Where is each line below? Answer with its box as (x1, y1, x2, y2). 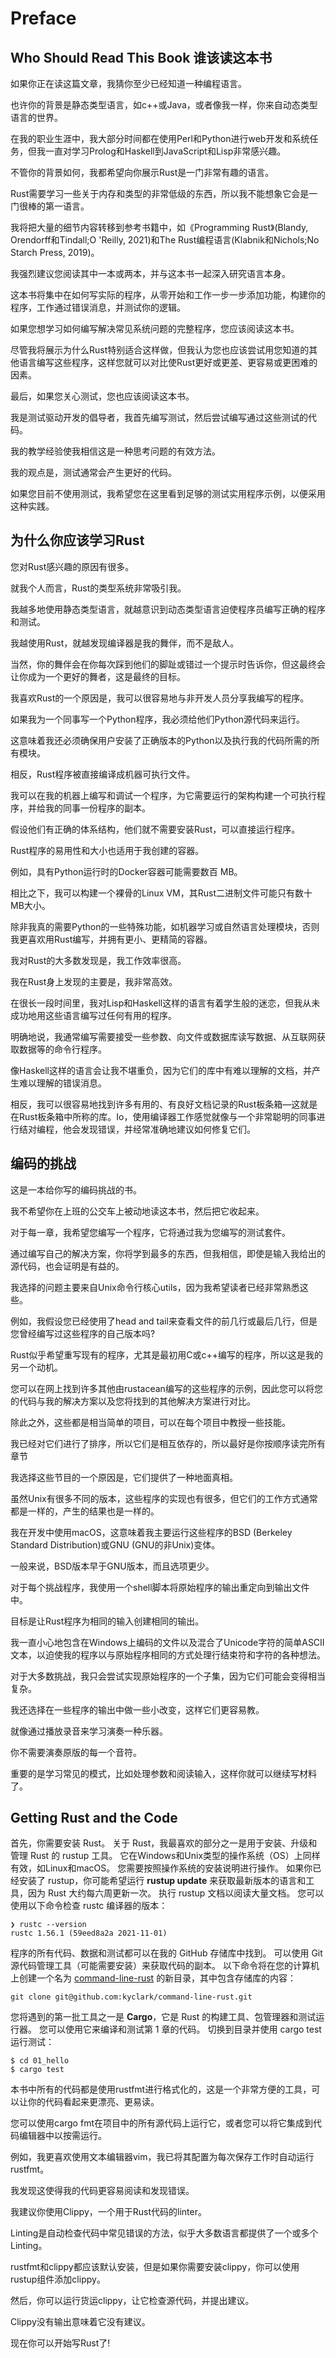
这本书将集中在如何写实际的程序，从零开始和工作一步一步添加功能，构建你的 (10, 289, 326, 301)
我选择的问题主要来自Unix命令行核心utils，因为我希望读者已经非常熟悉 (10, 1281, 300, 1293)
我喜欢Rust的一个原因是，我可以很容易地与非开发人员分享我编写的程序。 (10, 692, 310, 704)
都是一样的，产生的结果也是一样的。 (10, 1505, 160, 1517)
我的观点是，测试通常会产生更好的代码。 (10, 467, 177, 478)
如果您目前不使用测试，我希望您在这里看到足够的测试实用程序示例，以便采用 (10, 488, 326, 499)
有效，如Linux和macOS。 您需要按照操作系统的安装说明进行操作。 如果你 (10, 1862, 313, 1874)
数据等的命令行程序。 (18, 1043, 107, 1055)
